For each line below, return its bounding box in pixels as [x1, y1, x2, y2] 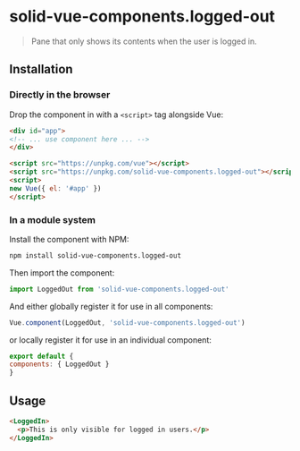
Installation [9, 62, 73, 77]
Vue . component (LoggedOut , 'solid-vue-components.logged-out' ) [9, 318, 246, 328]
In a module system [9, 213, 96, 225]
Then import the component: [9, 267, 115, 278]
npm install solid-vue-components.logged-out [9, 251, 181, 260]
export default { [9, 352, 74, 361]
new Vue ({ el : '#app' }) [9, 183, 102, 193]
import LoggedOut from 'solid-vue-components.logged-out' [9, 285, 229, 294]
